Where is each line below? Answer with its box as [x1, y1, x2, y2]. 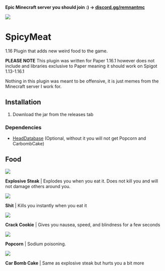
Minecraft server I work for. [5, 83, 62, 89]
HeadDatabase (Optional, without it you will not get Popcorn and [12, 135, 146, 141]
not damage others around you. [5, 183, 71, 189]
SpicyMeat [5, 31, 52, 43]
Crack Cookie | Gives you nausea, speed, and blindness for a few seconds [5, 221, 160, 228]
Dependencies [5, 124, 42, 131]
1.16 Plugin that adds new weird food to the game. [5, 48, 108, 54]
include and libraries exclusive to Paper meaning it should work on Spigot [5, 63, 157, 69]
